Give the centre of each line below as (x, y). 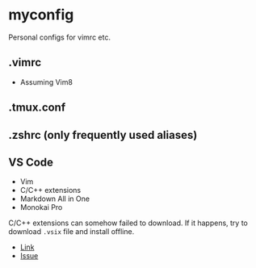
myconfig (41, 15)
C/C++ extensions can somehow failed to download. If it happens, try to (128, 223)
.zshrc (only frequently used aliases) (103, 135)
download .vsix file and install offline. (71, 232)
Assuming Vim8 (46, 82)
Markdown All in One (55, 199)
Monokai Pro (41, 207)
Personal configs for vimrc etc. (60, 37)
